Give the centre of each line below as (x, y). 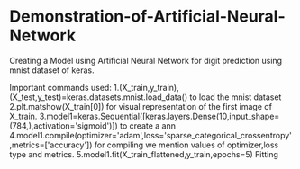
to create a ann (148, 125)
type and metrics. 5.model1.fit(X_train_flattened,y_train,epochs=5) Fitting (144, 154)
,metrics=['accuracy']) (51, 145)
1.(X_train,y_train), (146, 87)
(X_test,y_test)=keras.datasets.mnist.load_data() (99, 97)
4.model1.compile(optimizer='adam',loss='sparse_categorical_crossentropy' (151, 135)
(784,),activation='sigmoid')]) (64, 125)
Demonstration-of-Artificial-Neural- (147, 17)
